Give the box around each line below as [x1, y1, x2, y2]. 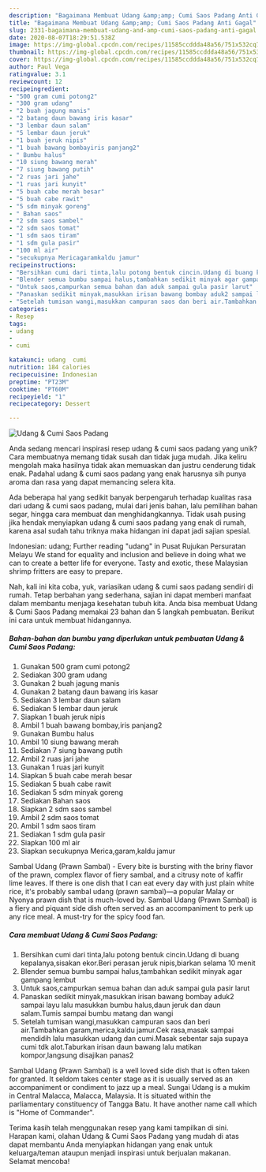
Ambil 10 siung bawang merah [20, 737, 119, 747]
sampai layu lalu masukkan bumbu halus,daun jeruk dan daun [20, 1000, 221, 1010]
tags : [9, 320, 27, 328]
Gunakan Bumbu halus [20, 729, 95, 739]
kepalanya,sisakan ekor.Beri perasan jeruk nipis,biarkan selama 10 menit [20, 958, 256, 968]
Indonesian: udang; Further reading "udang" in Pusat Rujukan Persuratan [9, 541, 246, 551]
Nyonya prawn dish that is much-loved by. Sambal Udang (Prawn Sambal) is [9, 895, 257, 904]
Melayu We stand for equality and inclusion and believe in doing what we [9, 550, 246, 560]
